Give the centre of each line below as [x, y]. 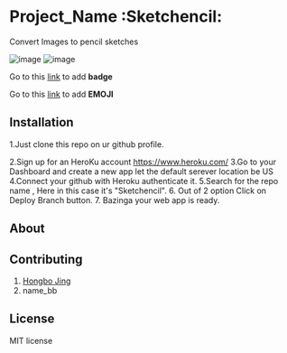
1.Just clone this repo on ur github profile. [87, 144]
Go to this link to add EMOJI [61, 94]
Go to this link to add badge [61, 76]
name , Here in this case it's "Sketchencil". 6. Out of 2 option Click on [138, 190]
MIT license [31, 340]
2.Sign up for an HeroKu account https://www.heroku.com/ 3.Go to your [143, 162]
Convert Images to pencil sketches [74, 42]
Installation [42, 122]
